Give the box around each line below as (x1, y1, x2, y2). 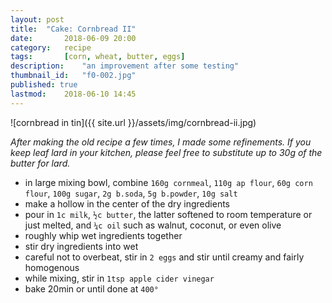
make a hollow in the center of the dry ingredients (24, 197, 230, 210)
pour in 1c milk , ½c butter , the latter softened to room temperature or (24, 208, 313, 220)
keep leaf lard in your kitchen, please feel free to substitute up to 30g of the (10, 146, 323, 158)
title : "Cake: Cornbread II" (10, 24, 137, 34)
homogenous (24, 261, 80, 273)
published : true (10, 80, 78, 90)
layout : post (10, 14, 65, 25)
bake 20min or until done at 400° (24, 282, 159, 295)
